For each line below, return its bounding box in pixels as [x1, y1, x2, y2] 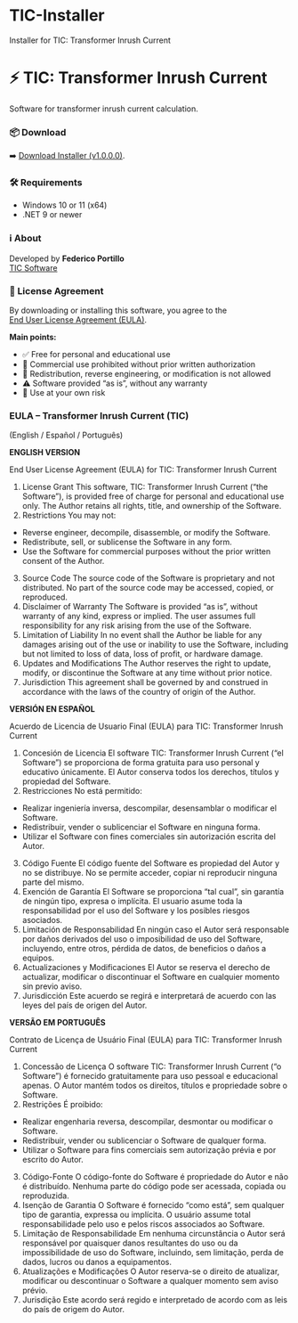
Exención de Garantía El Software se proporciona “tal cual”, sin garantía [21, 886, 285, 897]
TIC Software [9, 262, 58, 273]
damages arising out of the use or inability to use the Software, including [21, 639, 289, 650]
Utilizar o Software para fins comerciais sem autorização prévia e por [21, 1145, 277, 1156]
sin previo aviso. [21, 981, 83, 992]
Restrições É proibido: [21, 1099, 104, 1110]
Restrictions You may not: [21, 510, 117, 521]
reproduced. [21, 592, 68, 602]
